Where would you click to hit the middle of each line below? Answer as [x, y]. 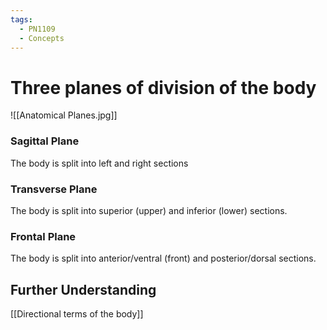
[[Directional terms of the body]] [77, 314]
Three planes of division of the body [163, 87]
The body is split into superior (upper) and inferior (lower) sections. [149, 210]
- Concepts [42, 38]
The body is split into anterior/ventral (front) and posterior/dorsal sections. [163, 258]
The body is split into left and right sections [99, 163]
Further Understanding [83, 289]
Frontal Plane [43, 236]
